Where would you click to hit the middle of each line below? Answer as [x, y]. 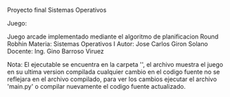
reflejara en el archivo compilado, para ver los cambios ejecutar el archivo [112, 79]
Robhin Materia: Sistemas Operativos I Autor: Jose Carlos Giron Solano [108, 44]
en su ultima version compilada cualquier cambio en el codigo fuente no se [114, 72]
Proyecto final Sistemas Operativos [57, 10]
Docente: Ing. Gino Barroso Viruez [56, 51]
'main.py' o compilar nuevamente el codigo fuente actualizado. [96, 86]
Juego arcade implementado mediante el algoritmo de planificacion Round [113, 36]
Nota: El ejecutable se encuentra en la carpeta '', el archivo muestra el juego [115, 64]
